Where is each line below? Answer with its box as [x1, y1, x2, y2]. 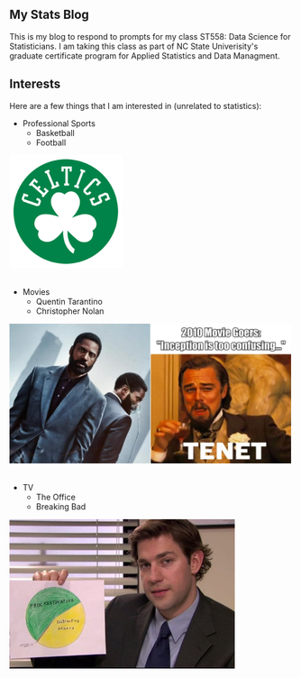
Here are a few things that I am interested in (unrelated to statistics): [9, 100, 262, 111]
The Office [35, 491, 77, 502]
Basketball [35, 127, 75, 138]
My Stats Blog [9, 7, 90, 23]
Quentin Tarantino [35, 296, 104, 307]
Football [35, 137, 67, 148]
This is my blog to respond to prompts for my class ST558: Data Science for [9, 31, 291, 41]
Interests [9, 77, 61, 92]
